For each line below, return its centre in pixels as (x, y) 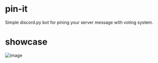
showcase (26, 42)
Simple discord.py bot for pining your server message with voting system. (79, 22)
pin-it (16, 9)
